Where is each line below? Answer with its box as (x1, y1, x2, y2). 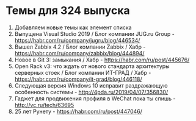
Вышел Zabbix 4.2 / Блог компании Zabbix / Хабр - (14, 43, 146, 50)
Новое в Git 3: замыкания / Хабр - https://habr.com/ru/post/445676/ (14, 56, 190, 63)
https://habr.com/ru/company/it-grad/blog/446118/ (14, 75, 143, 83)
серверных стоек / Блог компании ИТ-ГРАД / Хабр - (14, 69, 151, 76)
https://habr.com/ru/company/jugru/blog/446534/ (14, 36, 140, 44)
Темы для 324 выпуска (5, 4, 131, 18)
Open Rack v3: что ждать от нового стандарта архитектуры (14, 62, 170, 70)
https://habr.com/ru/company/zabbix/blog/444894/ (14, 49, 145, 57)
